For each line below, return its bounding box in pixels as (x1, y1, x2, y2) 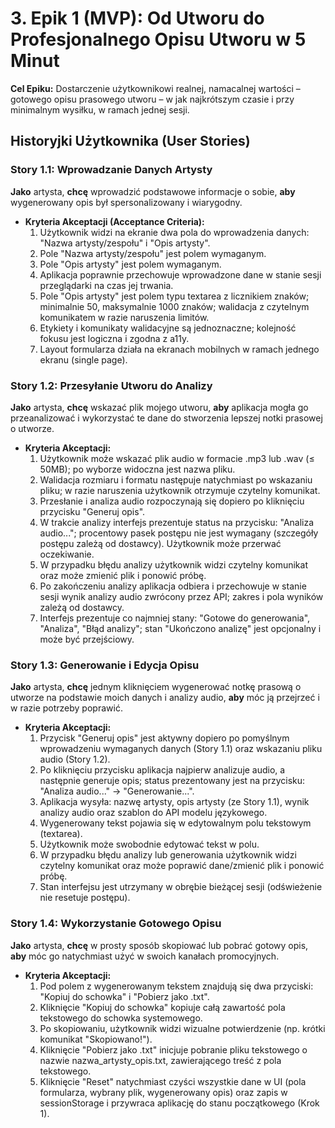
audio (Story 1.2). (39, 753, 111, 766)
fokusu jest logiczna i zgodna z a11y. (39, 332, 190, 344)
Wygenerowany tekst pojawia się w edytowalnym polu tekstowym (39, 817, 312, 829)
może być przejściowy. (39, 633, 135, 645)
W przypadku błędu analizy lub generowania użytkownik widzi (39, 849, 297, 861)
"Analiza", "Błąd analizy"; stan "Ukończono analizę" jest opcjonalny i (39, 622, 322, 634)
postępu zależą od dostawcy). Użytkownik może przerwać (39, 537, 282, 549)
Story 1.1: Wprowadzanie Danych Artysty (10, 163, 213, 177)
